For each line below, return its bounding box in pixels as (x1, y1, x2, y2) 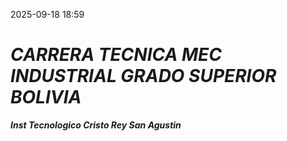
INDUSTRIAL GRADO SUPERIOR (10, 65, 277, 88)
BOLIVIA (10, 86, 82, 109)
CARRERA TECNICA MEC (10, 44, 222, 66)
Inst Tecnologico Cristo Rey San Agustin (10, 119, 182, 131)
